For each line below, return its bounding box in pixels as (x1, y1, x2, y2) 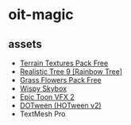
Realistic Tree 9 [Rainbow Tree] (19, 67, 123, 76)
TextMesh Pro (19, 109, 66, 119)
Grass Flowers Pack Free (19, 76, 102, 84)
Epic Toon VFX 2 (19, 92, 75, 101)
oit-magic (8, 6, 74, 24)
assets (8, 37, 42, 51)
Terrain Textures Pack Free (19, 58, 109, 68)
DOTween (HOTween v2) (19, 101, 102, 110)
